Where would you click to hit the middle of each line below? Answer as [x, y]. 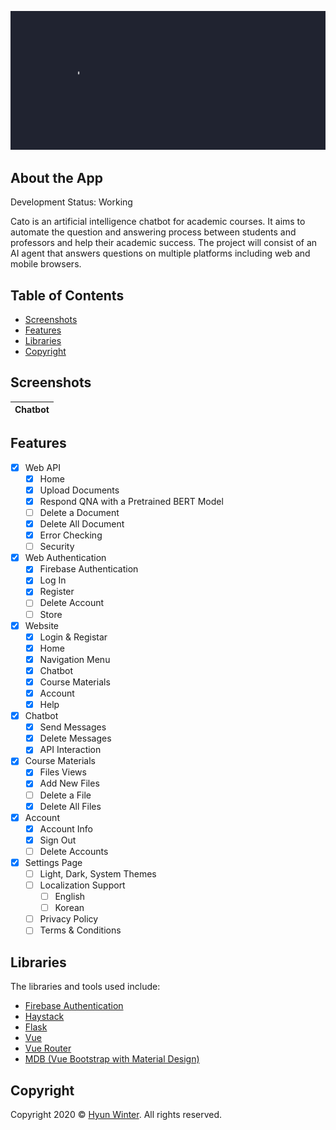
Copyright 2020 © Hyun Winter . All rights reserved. [116, 1114]
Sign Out [58, 840]
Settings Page [53, 862]
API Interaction [70, 750]
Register [57, 592]
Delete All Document [82, 524]
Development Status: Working [71, 202]
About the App [56, 177]
